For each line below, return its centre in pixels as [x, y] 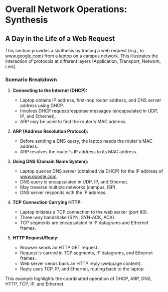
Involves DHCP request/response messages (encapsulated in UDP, [89, 111]
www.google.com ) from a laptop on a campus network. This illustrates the [82, 56]
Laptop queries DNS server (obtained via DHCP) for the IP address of [92, 171]
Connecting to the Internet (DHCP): [50, 90]
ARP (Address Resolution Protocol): [50, 131]
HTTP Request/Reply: [36, 238]
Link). [11, 67]
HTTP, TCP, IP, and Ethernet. [35, 284]
